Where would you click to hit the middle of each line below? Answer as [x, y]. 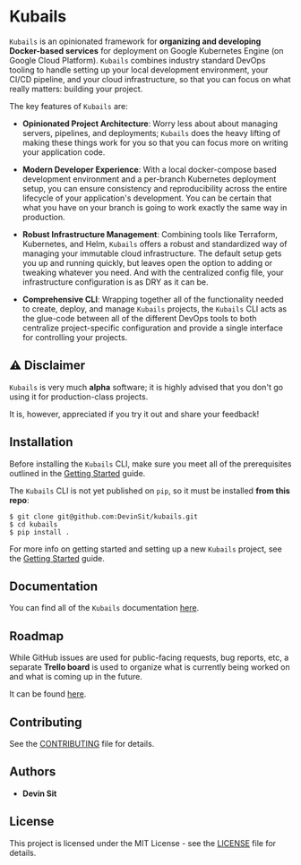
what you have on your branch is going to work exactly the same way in [155, 207]
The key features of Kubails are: [69, 106]
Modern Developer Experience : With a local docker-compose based [149, 169]
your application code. [64, 152]
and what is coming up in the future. [76, 677]
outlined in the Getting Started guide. [77, 473]
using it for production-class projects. [79, 397]
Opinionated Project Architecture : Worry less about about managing [150, 124]
